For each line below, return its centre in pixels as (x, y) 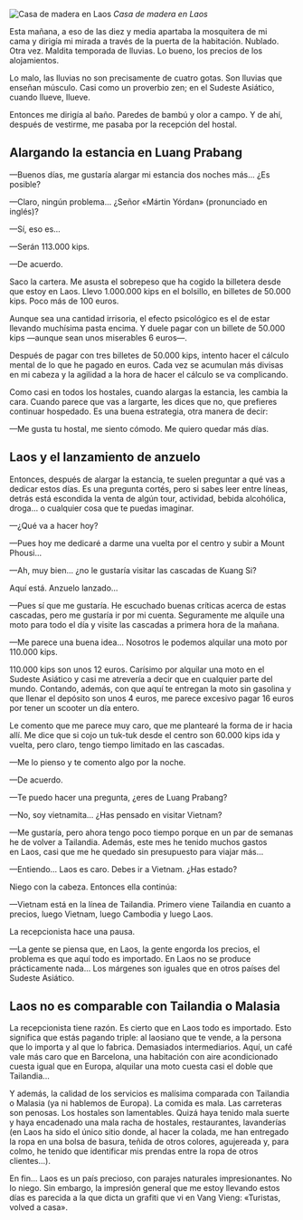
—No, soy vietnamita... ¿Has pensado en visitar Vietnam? (116, 814)
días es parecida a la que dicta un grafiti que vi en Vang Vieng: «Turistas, (145, 1198)
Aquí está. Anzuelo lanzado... (64, 588)
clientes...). (30, 1161)
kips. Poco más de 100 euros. (64, 301)
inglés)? (24, 211)
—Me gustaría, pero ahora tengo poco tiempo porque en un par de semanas (151, 832)
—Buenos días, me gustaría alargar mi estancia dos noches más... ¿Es (140, 174)
